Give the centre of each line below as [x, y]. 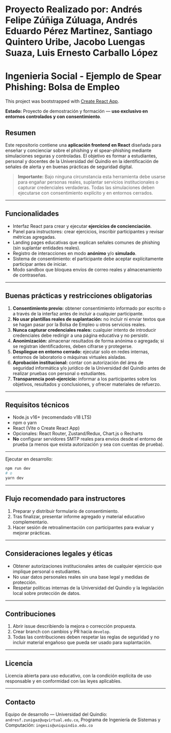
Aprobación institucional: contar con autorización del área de [78, 362]
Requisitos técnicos [37, 405]
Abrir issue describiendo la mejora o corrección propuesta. [74, 626]
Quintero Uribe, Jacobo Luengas [75, 42]
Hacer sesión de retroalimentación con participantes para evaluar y [83, 527]
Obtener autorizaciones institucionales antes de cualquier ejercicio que [87, 566]
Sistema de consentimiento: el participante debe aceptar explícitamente [88, 259]
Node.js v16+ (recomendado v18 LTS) [52, 417]
